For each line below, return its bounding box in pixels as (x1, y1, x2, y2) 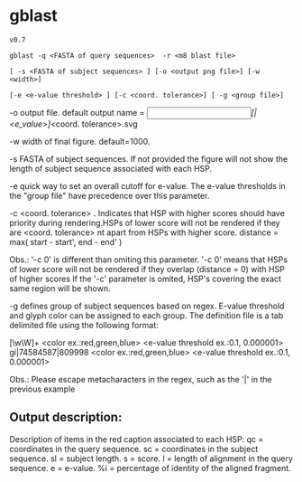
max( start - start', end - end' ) (9, 236, 123, 247)
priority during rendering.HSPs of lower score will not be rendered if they (9, 217, 281, 228)
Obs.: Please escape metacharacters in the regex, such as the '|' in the (9, 373, 272, 384)
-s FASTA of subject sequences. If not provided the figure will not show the (9, 153, 288, 164)
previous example (9, 383, 76, 394)
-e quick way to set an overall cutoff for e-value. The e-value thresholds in (9, 180, 286, 191)
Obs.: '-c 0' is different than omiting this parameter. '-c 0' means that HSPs (9, 254, 288, 265)
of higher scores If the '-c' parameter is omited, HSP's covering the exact (9, 273, 282, 284)
